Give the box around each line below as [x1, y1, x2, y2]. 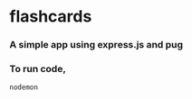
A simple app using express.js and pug [9, 39, 184, 51]
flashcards [9, 6, 92, 27]
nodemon [9, 83, 39, 92]
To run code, [9, 63, 66, 76]
